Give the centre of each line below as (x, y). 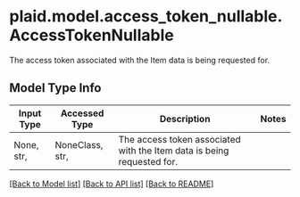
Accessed (82, 113)
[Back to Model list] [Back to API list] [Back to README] (112, 184)
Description (185, 119)
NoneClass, (79, 144)
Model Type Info (55, 88)
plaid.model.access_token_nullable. (146, 16)
